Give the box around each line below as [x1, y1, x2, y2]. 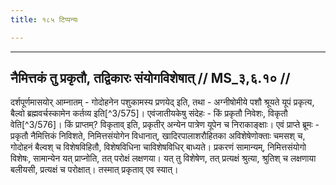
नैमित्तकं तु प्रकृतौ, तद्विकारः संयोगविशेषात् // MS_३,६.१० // [10, 70, 291, 87]
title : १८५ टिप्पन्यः [10, 14, 79, 25]
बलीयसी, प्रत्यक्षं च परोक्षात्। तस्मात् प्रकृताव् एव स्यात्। [10, 164, 179, 176]
